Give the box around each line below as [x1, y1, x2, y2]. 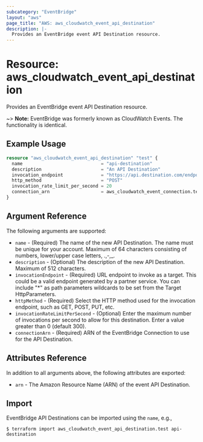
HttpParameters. [14, 290, 56, 297]
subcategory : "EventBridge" [6, 8, 77, 15]
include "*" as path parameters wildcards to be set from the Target [14, 284, 181, 291]
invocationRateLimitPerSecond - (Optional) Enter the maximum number [14, 309, 192, 317]
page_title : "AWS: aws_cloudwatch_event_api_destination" [6, 20, 155, 26]
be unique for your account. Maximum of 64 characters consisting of [14, 245, 187, 252]
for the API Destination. [14, 335, 73, 343]
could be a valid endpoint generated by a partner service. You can [14, 277, 180, 285]
